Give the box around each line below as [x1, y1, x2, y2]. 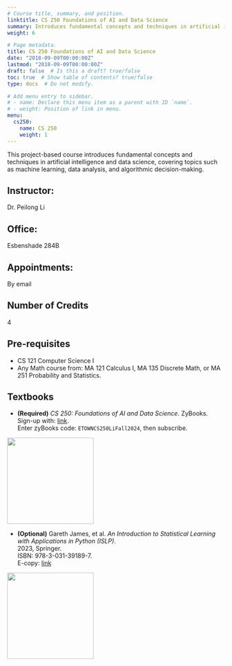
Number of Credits [7, 300, 89, 311]
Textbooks [7, 391, 54, 402]
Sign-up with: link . [17, 417, 69, 425]
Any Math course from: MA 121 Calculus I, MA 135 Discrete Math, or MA [17, 364, 221, 372]
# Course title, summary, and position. [7, 10, 126, 17]
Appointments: [7, 262, 74, 273]
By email [7, 280, 32, 288]
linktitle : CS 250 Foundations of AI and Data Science [7, 17, 168, 23]
